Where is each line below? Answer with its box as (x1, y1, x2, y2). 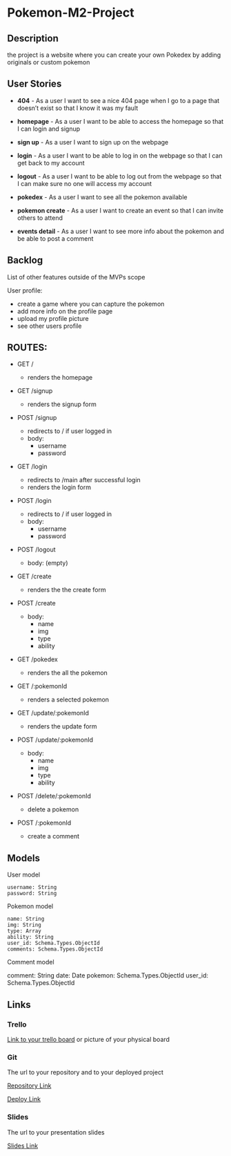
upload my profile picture (17, 314, 89, 322)
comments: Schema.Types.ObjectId (7, 946, 103, 953)
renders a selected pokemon (27, 695, 109, 704)
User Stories (7, 78, 62, 90)
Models (7, 852, 40, 864)
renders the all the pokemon (27, 669, 108, 677)
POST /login (17, 497, 52, 505)
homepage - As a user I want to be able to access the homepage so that (17, 117, 224, 125)
